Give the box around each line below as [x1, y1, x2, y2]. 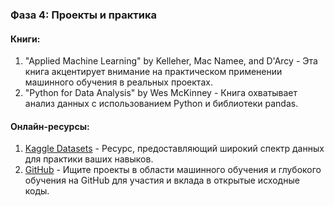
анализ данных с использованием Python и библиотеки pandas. [24, 98, 299, 110]
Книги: [10, 33, 41, 45]
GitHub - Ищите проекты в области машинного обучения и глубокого [24, 164, 322, 176]
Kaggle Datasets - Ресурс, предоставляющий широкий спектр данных [24, 143, 325, 155]
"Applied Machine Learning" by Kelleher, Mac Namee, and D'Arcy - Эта [24, 55, 318, 67]
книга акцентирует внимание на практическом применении [24, 66, 283, 78]
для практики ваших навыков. [24, 153, 154, 165]
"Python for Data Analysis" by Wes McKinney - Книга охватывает [24, 87, 298, 99]
